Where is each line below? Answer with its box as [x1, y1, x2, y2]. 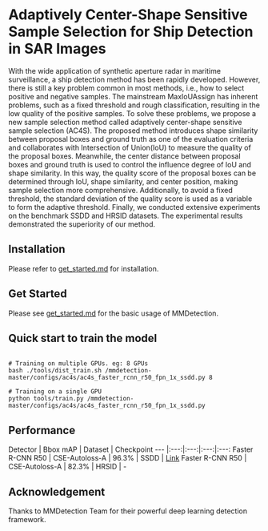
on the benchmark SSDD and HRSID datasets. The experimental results [8, 211, 243, 220]
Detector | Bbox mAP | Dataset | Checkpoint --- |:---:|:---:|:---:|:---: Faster [8, 445, 254, 454]
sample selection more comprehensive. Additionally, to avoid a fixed [8, 185, 234, 195]
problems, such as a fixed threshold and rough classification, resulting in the [8, 100, 260, 110]
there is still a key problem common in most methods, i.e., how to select [8, 82, 245, 93]
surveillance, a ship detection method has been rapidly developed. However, [8, 74, 261, 84]
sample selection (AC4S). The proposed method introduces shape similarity [8, 126, 258, 135]
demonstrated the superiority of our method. [8, 219, 156, 229]
